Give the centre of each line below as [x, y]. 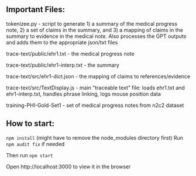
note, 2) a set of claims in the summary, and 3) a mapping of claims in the [94, 30]
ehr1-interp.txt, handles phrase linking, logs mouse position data [83, 94]
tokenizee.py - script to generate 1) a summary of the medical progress [92, 23]
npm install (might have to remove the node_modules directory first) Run [94, 137]
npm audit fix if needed [35, 144]
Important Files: [36, 10]
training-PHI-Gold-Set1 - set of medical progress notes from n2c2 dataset [95, 105]
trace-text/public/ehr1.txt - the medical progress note [70, 54]
